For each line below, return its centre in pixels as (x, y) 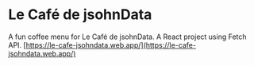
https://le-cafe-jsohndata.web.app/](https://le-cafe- (111, 45)
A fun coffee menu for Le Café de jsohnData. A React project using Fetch (128, 37)
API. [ (17, 45)
